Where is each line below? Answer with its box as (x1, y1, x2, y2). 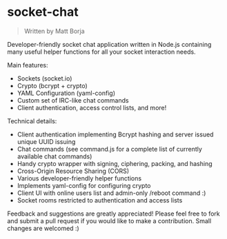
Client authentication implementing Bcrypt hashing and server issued (17, 130, 214, 138)
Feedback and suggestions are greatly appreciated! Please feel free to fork (7, 209, 221, 218)
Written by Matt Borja (23, 27, 85, 35)
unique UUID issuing (17, 137, 76, 145)
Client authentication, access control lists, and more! (17, 103, 167, 112)
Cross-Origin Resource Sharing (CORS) (17, 167, 130, 175)
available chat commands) (17, 152, 92, 160)
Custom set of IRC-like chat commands (17, 96, 129, 104)
